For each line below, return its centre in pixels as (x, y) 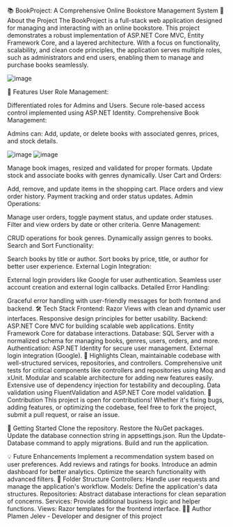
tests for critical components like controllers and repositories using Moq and (116, 370)
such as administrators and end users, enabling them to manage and (105, 57)
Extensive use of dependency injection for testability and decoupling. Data (114, 385)
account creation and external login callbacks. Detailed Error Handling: (109, 287)
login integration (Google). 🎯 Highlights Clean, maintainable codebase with (114, 355)
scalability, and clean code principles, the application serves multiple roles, (115, 50)
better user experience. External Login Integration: (79, 266)
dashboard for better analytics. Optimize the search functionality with (107, 472)
